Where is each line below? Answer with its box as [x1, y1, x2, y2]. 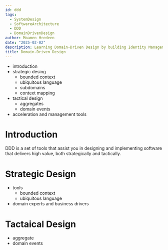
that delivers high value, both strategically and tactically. [5, 151, 121, 157]
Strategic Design [5, 168, 76, 180]
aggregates [19, 100, 44, 106]
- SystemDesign [9, 17, 41, 22]
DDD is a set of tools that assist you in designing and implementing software [5, 145, 162, 151]
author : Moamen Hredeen [5, 36, 55, 41]
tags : [5, 12, 16, 17]
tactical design [12, 95, 43, 101]
